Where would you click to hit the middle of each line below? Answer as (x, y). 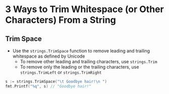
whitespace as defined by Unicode (49, 56)
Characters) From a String (61, 20)
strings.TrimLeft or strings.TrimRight (61, 72)
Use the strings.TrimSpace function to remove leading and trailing (81, 51)
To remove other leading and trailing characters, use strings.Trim (89, 61)
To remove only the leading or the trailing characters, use (79, 67)
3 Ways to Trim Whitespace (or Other (84, 9)
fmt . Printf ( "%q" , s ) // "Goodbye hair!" (48, 86)
